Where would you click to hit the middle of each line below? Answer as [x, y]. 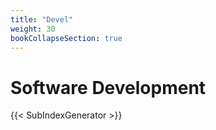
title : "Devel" [42, 19]
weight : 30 [33, 29]
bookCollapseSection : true [66, 38]
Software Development [108, 87]
